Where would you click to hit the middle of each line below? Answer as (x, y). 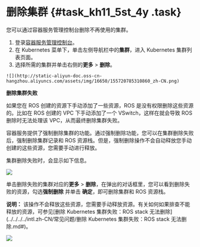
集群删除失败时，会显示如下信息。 (48, 160)
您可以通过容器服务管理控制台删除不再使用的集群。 (69, 30)
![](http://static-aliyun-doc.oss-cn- (54, 76)
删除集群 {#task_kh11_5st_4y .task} (94, 12)
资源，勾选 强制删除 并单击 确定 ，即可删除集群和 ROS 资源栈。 (93, 191)
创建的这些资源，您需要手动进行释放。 (53, 148)
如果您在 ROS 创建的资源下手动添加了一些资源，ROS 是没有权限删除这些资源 (100, 105)
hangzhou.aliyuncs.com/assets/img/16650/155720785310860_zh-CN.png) (93, 81)
